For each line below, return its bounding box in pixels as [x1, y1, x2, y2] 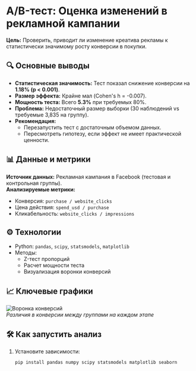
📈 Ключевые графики [6, 286, 93, 296]
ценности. [23, 136, 49, 143]
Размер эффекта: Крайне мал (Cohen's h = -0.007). [14, 92, 147, 99]
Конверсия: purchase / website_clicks [14, 197, 112, 205]
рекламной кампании [6, 17, 121, 30]
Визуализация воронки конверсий [23, 268, 111, 275]
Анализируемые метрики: [6, 185, 75, 193]
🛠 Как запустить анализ [6, 329, 102, 339]
